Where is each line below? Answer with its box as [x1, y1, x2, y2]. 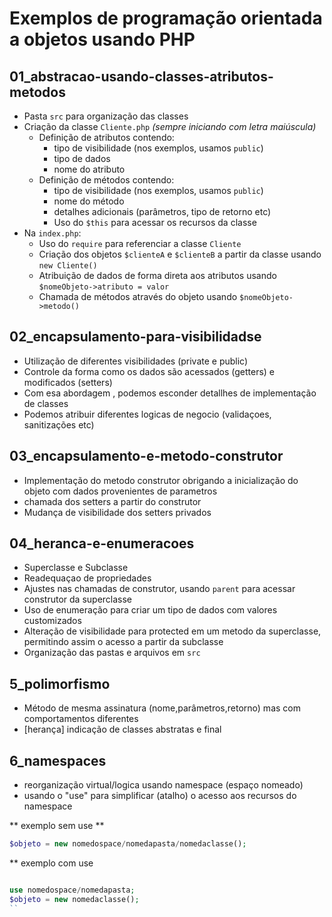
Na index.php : [23, 227, 82, 239]
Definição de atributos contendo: [38, 132, 175, 143]
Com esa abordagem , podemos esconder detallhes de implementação [23, 387, 317, 399]
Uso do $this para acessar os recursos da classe [53, 217, 257, 228]
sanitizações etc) [23, 418, 95, 431]
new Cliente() [38, 261, 98, 271]
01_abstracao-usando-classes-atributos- [9, 68, 274, 85]
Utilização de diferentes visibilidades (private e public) [23, 355, 249, 367]
